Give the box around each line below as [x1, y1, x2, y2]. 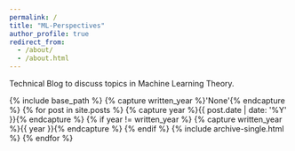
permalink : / [9, 12, 58, 22]
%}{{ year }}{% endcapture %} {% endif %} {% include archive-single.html [9, 124, 284, 133]
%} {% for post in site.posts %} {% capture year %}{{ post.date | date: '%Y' [9, 105, 287, 115]
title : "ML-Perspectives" [9, 21, 105, 30]
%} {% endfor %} [9, 133, 74, 143]
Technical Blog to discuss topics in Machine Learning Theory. [9, 79, 235, 88]
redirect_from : [9, 37, 66, 47]
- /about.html [17, 54, 69, 63]
